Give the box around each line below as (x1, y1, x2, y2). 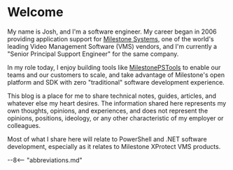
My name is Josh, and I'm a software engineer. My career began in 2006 (7, 27, 217, 36)
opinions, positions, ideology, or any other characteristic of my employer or (7, 113, 224, 122)
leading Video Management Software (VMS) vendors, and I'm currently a (7, 42, 218, 50)
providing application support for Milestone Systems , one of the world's (7, 34, 215, 43)
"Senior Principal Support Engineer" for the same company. (7, 50, 179, 58)
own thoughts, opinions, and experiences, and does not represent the (7, 106, 209, 115)
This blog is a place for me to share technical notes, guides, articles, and (7, 92, 217, 100)
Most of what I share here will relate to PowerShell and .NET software (7, 134, 208, 143)
